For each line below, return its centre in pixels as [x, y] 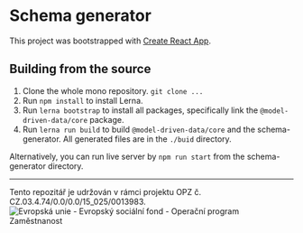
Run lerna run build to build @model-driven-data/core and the [138, 129]
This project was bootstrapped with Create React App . [110, 41]
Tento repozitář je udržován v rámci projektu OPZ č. [106, 191]
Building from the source [80, 69]
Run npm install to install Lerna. [83, 100]
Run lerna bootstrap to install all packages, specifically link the [140, 110]
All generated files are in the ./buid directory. [147, 139]
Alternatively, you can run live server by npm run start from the [127, 156]
